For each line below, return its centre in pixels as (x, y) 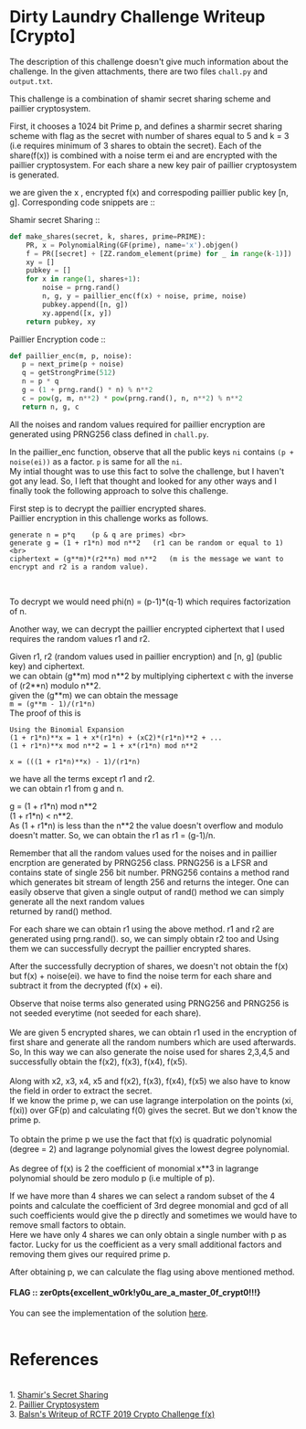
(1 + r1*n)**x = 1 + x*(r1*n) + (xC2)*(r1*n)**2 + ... (116, 738)
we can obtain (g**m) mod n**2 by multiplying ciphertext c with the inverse (152, 676)
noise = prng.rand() (81, 288)
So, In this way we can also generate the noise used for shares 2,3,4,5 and (150, 1051)
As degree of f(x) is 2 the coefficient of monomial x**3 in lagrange (134, 1168)
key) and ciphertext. (47, 666)
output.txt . (31, 80)
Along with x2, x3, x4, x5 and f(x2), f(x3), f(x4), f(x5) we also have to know (150, 1081)
